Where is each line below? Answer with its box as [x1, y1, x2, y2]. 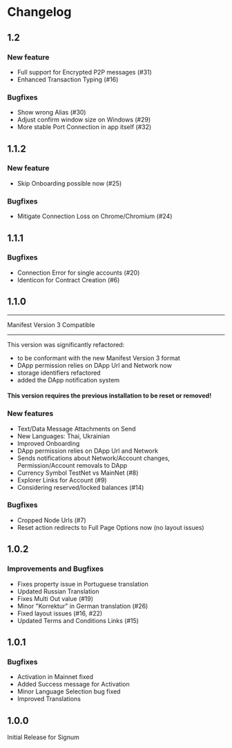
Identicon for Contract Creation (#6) [17, 275, 120, 284]
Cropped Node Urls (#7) [17, 515, 86, 524]
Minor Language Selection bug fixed [17, 687, 121, 696]
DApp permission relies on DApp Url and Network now [17, 361, 173, 369]
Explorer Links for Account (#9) [17, 475, 107, 484]
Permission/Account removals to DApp [17, 461, 128, 469]
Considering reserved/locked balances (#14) [17, 483, 144, 491]
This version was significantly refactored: [7, 340, 125, 348]
